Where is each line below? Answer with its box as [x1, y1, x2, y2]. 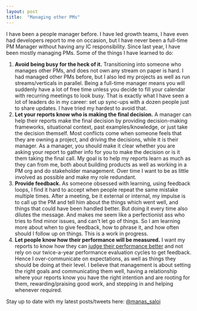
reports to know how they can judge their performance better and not [14, 243, 183, 250]
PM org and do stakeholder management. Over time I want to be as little [14, 167, 189, 174]
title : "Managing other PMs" [6, 14, 81, 20]
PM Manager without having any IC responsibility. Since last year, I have [6, 42, 181, 50]
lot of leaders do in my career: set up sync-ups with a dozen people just [14, 98, 189, 105]
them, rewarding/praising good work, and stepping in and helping [14, 280, 173, 287]
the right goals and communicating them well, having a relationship [14, 267, 178, 274]
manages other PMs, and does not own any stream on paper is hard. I [14, 67, 184, 74]
